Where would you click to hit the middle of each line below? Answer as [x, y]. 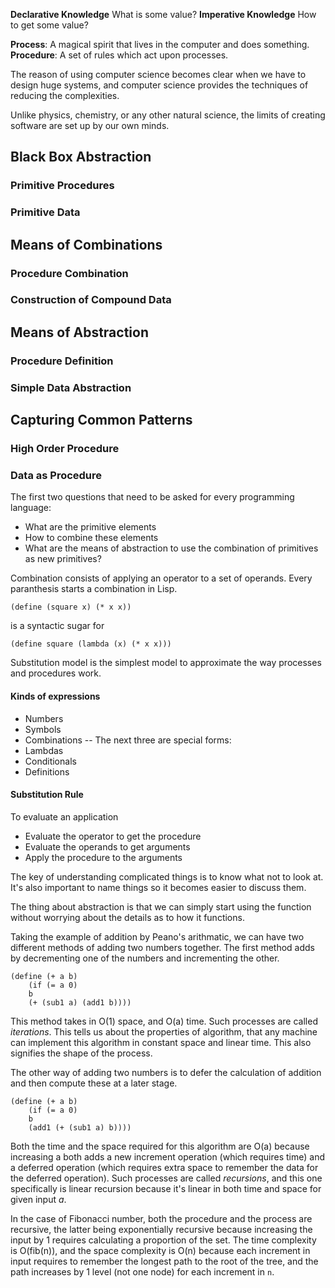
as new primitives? [63, 559]
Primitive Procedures [62, 186]
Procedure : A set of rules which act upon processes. [119, 55]
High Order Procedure [65, 449]
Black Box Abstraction [81, 157]
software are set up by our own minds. [90, 125]
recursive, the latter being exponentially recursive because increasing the [161, 1229]
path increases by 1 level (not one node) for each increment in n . [142, 1271]
